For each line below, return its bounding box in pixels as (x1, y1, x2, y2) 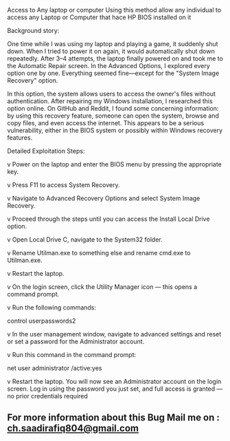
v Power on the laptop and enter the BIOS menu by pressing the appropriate (7, 160, 222, 168)
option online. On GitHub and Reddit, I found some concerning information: (7, 105, 219, 112)
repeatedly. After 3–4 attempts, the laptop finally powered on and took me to (7, 54, 223, 63)
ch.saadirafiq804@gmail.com (7, 422, 139, 434)
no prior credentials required (7, 392, 88, 400)
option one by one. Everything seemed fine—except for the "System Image (7, 69, 220, 77)
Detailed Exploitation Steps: (7, 147, 85, 155)
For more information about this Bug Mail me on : (7, 412, 220, 424)
